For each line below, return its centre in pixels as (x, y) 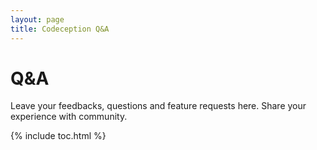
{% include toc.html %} (58, 136)
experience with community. (69, 117)
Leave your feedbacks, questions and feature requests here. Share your (158, 106)
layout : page (37, 19)
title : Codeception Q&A (60, 29)
